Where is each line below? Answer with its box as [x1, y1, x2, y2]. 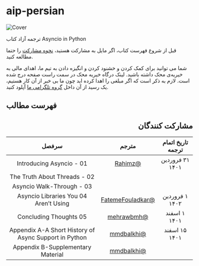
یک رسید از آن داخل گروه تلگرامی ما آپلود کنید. [6, 83, 108, 90]
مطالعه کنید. [6, 53, 34, 60]
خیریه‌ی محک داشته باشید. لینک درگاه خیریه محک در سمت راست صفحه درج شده [6, 70, 183, 78]
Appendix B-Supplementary [12, 243, 92, 251]
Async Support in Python [17, 233, 87, 242]
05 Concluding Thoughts [17, 213, 87, 221]
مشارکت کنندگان [138, 120, 193, 131]
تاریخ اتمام [162, 138, 188, 146]
